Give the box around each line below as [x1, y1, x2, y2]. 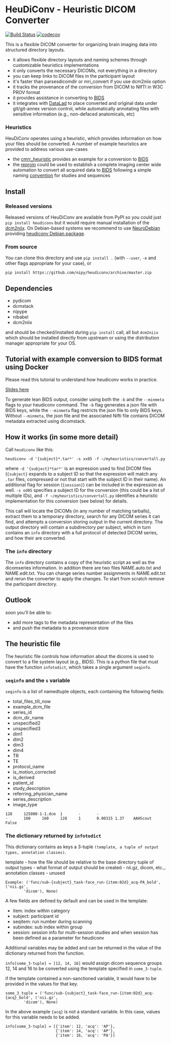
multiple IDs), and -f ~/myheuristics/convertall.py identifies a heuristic [5, 492, 158, 498]
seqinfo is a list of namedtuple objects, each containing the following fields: [5, 688, 164, 694]
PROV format [12, 89, 40, 95]
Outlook [5, 596, 32, 604]
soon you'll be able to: [5, 609, 52, 616]
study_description [12, 785, 50, 791]
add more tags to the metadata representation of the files [12, 619, 134, 625]
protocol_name [12, 763, 44, 769]
